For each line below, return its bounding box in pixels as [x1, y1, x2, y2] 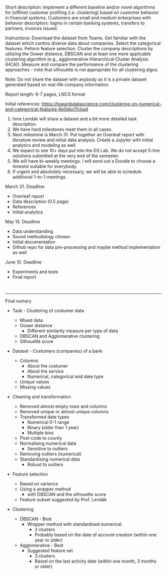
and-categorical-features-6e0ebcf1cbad [5, 106, 88, 112]
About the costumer [27, 363, 69, 369]
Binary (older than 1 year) [27, 425, 79, 430]
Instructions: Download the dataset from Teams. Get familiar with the [5, 35, 146, 41]
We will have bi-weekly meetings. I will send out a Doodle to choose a [12, 158, 156, 164]
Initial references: [5, 101, 41, 106]
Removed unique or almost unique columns [19, 409, 109, 414]
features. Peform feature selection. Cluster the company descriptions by [5, 46, 153, 51]
